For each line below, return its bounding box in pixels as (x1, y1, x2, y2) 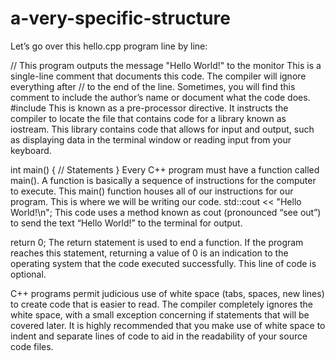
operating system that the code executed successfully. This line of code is (10, 257, 317, 269)
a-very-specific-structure (10, 7, 231, 30)
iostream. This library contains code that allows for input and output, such (10, 123, 315, 135)
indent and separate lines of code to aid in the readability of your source (10, 330, 308, 342)
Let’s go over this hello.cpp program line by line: (10, 40, 208, 52)
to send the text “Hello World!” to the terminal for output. (10, 217, 243, 229)
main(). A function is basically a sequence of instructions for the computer (10, 174, 317, 186)
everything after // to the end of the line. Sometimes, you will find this (10, 80, 296, 92)
